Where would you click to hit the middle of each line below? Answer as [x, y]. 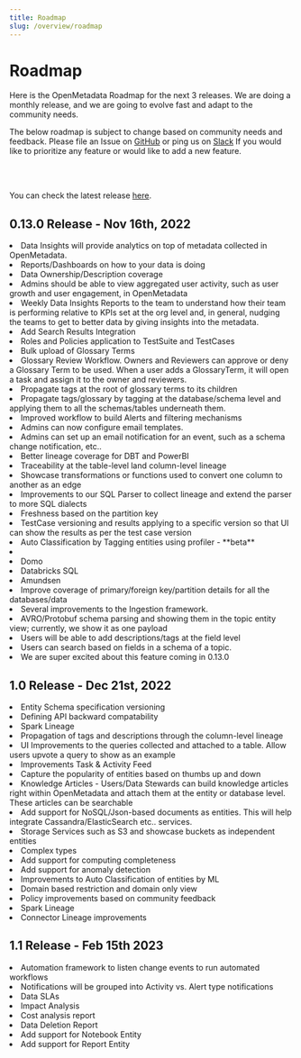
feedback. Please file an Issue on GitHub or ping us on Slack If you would [146, 141]
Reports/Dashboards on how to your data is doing [113, 265]
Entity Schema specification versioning [93, 707]
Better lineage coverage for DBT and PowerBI [105, 457]
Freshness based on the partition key [90, 513]
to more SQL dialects [48, 504]
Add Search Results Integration [79, 332]
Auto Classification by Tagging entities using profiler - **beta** [138, 542]
